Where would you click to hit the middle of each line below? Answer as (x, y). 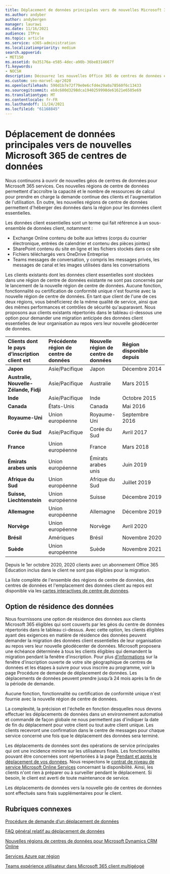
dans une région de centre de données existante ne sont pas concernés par (84, 280)
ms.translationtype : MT (30, 95)
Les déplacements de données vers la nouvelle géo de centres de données (83, 788)
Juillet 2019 (137, 482)
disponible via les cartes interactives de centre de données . (68, 591)
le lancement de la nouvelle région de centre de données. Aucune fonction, (83, 285)
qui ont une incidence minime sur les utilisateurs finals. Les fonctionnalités (83, 751)
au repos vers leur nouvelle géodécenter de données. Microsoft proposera (83, 646)
